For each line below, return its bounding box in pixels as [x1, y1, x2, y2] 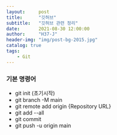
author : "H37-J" [6, 31, 58, 37]
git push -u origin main [14, 122, 71, 129]
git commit [14, 115, 42, 122]
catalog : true [6, 43, 42, 49]
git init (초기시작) [14, 89, 55, 96]
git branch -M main [14, 96, 63, 103]
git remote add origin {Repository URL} [14, 102, 112, 110]
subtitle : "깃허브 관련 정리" [6, 20, 79, 26]
